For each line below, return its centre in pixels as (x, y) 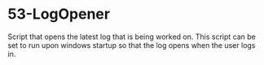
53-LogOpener (59, 14)
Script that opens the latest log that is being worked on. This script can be (132, 37)
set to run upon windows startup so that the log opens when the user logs (132, 45)
